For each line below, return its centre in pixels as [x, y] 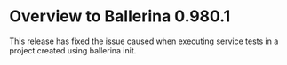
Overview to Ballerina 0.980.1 [120, 16]
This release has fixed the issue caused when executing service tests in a [144, 41]
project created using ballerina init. [73, 50]
